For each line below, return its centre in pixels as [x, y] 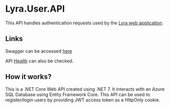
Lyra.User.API [35, 9]
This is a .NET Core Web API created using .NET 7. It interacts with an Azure [85, 89]
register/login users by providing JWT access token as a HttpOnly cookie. [83, 100]
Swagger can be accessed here [39, 51]
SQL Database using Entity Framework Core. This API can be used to [78, 94]
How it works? [29, 77]
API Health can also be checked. [40, 61]
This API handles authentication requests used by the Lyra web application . [84, 23]
